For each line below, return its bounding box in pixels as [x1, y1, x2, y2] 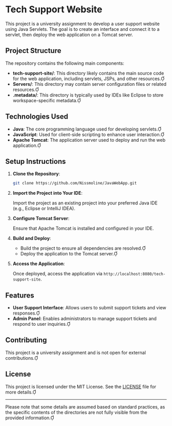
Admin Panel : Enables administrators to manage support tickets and [12, 316, 157, 322]
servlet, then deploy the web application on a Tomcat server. [5, 31, 133, 38]
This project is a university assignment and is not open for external [5, 349, 146, 356]
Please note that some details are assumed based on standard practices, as [5, 403, 165, 410]
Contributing [5, 336, 47, 345]
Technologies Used [5, 112, 68, 121]
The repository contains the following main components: [5, 60, 124, 66]
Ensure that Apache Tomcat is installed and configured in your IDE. [12, 225, 154, 232]
